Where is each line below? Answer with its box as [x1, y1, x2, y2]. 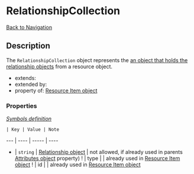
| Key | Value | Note [6, 127, 60, 133]
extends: [14, 74, 37, 81]
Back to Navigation [6, 24, 52, 31]
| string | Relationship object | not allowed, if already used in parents [14, 149, 183, 156]
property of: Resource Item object [14, 87, 98, 94]
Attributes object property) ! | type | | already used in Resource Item [14, 155, 180, 162]
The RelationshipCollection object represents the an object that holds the [6, 56, 188, 63]
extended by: [14, 80, 47, 88]
